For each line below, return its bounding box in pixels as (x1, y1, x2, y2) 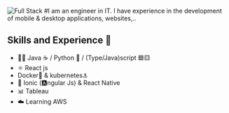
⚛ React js (17, 63, 48, 72)
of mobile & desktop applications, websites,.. (7, 14, 137, 22)
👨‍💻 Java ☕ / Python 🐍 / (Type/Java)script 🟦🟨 (17, 53, 151, 62)
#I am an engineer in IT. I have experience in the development (43, 7, 223, 15)
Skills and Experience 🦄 (7, 34, 112, 46)
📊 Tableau (17, 86, 49, 95)
